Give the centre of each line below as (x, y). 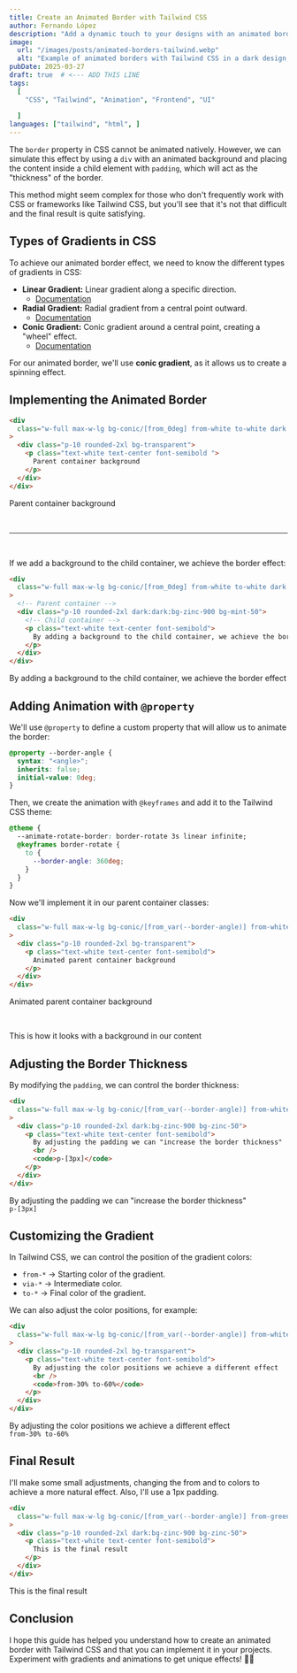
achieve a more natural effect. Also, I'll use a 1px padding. (114, 1492)
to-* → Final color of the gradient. (84, 1293)
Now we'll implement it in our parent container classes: (109, 902)
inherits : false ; (49, 769)
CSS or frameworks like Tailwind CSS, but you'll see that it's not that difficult (148, 204)
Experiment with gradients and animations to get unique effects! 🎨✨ (132, 1659)
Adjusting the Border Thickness (99, 1064)
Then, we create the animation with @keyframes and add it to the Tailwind (141, 802)
